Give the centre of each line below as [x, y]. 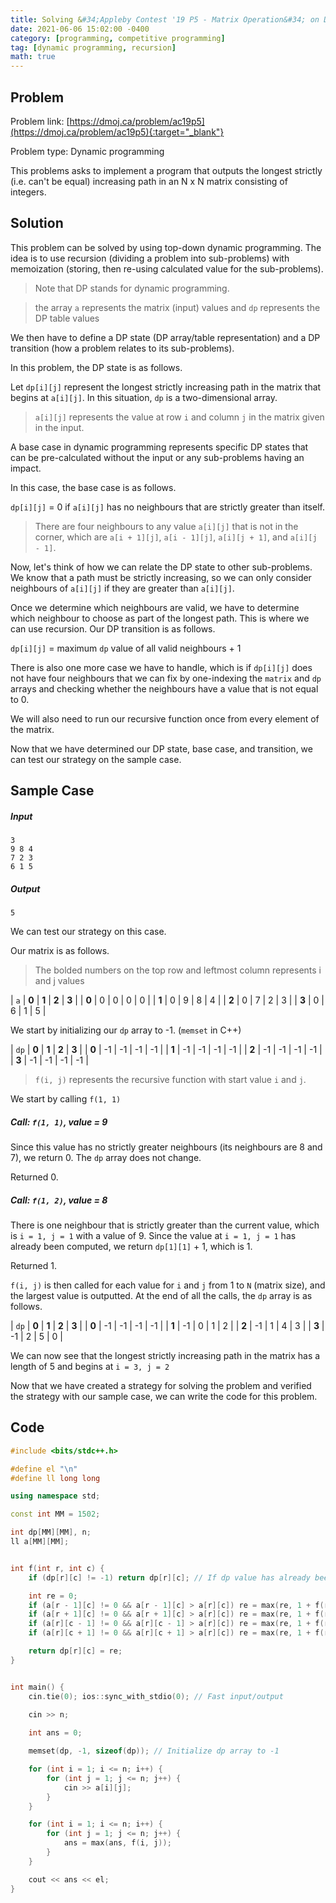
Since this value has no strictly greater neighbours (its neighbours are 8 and [166, 1147]
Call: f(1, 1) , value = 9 [59, 1122]
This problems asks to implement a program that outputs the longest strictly [166, 170]
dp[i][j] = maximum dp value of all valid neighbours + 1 [126, 648]
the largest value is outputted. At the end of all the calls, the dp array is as [161, 1296]
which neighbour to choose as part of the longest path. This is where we [160, 618]
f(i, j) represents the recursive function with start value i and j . [170, 1080]
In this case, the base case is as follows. [93, 487]
